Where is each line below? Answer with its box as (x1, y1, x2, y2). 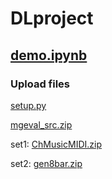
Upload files (10, 77, 71, 91)
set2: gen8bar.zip (10, 157, 83, 169)
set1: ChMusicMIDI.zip (10, 138, 103, 150)
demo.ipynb (10, 47, 88, 64)
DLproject (10, 7, 94, 30)
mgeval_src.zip (10, 118, 73, 131)
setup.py (10, 99, 47, 111)
